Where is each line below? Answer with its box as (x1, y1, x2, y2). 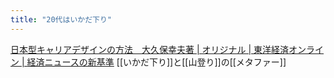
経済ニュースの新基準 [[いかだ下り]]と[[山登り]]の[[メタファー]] (26, 56, 287, 68)
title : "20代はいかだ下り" (10, 14, 113, 25)
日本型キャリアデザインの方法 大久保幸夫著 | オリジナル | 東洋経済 (10, 43, 290, 55)
